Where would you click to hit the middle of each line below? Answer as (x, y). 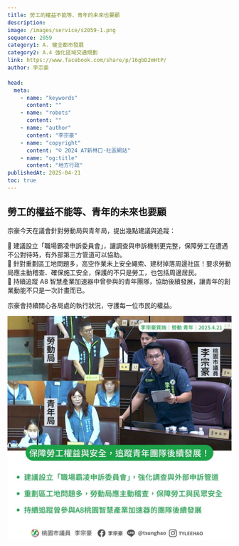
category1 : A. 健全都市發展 (46, 45)
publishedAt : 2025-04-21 (44, 173)
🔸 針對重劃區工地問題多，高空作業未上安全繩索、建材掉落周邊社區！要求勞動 (119, 263)
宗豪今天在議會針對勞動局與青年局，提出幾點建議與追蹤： (91, 230)
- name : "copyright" (51, 143)
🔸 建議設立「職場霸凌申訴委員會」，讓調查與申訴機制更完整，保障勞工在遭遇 (118, 245)
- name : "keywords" (49, 98)
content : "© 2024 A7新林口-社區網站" (78, 150)
